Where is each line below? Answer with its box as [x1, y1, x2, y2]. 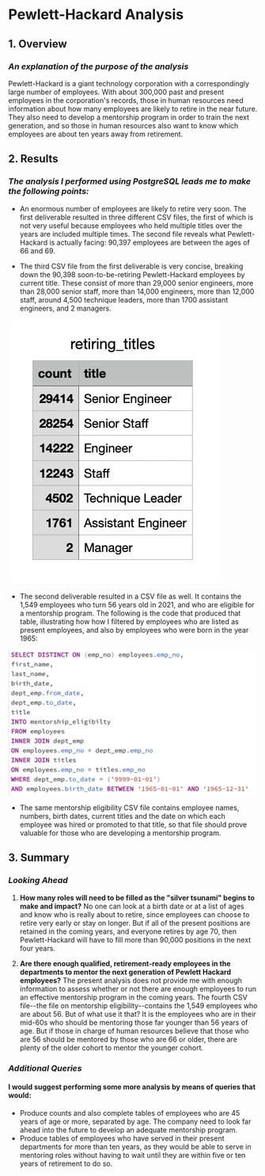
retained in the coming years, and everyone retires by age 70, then [19, 927, 237, 936]
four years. [19, 943, 55, 953]
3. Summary [8, 851, 70, 865]
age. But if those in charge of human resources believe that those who [19, 1026, 249, 1035]
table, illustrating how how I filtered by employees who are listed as [19, 616, 239, 626]
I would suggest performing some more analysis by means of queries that [8, 1083, 256, 1092]
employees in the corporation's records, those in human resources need [8, 95, 244, 105]
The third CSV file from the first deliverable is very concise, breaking [19, 261, 244, 271]
